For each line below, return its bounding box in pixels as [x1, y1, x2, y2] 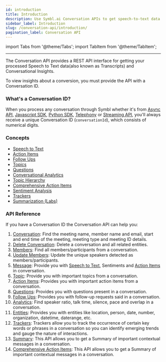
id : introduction [5, 7, 41, 12]
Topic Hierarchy [12, 177, 46, 183]
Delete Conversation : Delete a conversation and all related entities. [12, 241, 148, 247]
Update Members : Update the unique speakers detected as [12, 252, 133, 258]
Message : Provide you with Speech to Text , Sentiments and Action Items [12, 262, 161, 268]
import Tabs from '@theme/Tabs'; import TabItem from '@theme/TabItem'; [5, 44, 157, 49]
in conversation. [12, 267, 46, 273]
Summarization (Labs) [12, 198, 58, 204]
